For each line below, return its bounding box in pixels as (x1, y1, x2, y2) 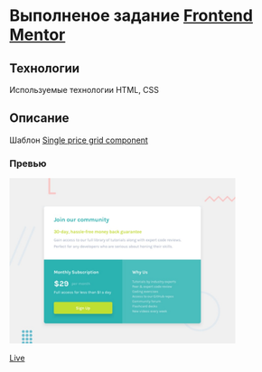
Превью (9, 157, 47, 170)
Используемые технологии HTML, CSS (9, 85, 160, 95)
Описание (9, 110, 70, 126)
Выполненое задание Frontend (9, 5, 253, 26)
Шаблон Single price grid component (9, 135, 149, 145)
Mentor (9, 24, 66, 45)
